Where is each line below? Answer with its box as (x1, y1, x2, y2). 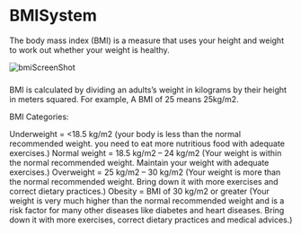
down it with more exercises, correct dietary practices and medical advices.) (9, 214, 293, 225)
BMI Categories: (9, 111, 69, 122)
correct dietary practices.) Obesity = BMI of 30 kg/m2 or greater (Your (9, 186, 270, 196)
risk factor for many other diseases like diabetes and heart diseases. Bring (9, 204, 285, 215)
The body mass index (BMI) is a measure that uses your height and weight (9, 35, 285, 46)
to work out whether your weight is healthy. (9, 44, 171, 55)
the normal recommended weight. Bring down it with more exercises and (9, 176, 279, 186)
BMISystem (9, 5, 97, 26)
